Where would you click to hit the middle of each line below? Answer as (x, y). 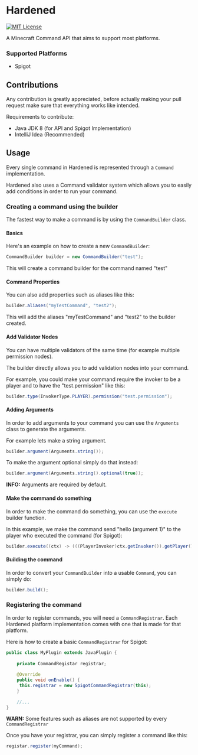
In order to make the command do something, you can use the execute (92, 511)
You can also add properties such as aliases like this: (70, 295)
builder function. (26, 518)
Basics (15, 233)
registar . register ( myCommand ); (44, 746)
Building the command (34, 559)
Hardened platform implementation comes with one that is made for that (94, 624)
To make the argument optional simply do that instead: (72, 463)
